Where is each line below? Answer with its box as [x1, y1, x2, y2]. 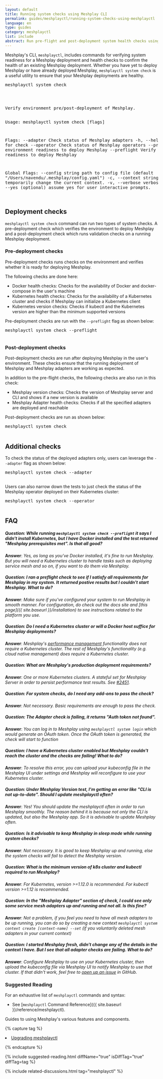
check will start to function [5, 737, 59, 742]
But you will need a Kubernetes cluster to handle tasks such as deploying [5, 558, 152, 564]
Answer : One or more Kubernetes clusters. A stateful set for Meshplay [5, 675, 147, 680]
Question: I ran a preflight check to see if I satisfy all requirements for [5, 574, 148, 580]
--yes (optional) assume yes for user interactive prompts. [5, 185, 151, 190]
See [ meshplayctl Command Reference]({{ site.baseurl [12, 1002, 121, 1008]
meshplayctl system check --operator [5, 498, 95, 503]
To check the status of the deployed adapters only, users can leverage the [5, 455, 154, 461]
